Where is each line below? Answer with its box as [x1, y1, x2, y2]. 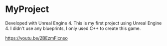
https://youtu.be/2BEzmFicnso [5, 35, 68, 41]
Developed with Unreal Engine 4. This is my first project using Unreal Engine [5, 20, 162, 26]
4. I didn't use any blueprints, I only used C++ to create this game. [5, 25, 141, 31]
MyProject [5, 3, 49, 15]
